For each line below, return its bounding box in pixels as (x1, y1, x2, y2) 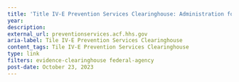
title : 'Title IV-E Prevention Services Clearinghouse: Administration (7, 10, 224, 18)
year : (7, 17, 23, 24)
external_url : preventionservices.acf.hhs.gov (7, 30, 148, 38)
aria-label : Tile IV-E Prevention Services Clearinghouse (7, 37, 183, 44)
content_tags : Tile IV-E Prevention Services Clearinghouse (7, 43, 190, 51)
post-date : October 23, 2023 (7, 63, 94, 71)
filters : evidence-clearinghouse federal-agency (7, 57, 154, 64)
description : (7, 24, 46, 31)
